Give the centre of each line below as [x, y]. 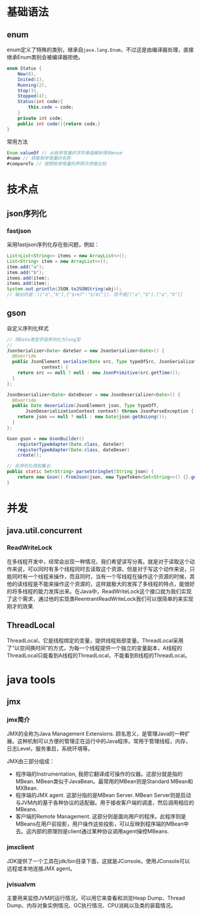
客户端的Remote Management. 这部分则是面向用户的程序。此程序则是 [101, 817]
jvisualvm [21, 884]
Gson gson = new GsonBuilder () [46, 439]
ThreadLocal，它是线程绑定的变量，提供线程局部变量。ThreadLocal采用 [95, 640]
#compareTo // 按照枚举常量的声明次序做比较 [57, 164]
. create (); [28, 455]
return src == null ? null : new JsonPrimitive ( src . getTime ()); [99, 373]
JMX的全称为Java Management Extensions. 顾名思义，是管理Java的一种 [96, 734]
